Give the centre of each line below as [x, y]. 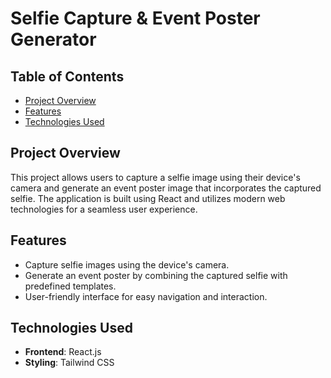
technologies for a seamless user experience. [104, 209]
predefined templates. [70, 286]
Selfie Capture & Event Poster [135, 18]
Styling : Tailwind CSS [69, 363]
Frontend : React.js [63, 352]
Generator [53, 39]
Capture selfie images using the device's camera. [127, 264]
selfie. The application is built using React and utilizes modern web [148, 198]
